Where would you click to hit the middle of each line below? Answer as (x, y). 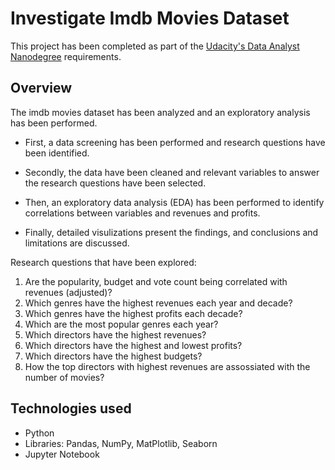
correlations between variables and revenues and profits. (142, 213)
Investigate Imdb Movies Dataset (150, 18)
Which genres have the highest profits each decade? (133, 313)
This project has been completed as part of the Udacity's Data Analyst (155, 46)
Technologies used (71, 408)
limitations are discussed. (77, 243)
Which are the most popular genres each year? (121, 324)
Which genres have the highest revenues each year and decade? (158, 303)
